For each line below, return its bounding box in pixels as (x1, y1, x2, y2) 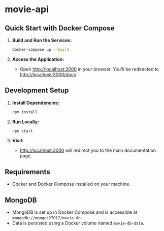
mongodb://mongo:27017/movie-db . (12, 215, 82, 221)
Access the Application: (12, 56, 64, 62)
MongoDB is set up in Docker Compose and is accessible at (12, 209, 138, 215)
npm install (12, 109, 38, 115)
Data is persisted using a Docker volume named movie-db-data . (12, 220, 145, 226)
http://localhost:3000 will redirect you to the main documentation (19, 147, 156, 153)
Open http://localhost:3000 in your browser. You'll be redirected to (19, 66, 159, 72)
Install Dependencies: (12, 100, 59, 106)
